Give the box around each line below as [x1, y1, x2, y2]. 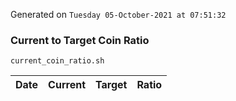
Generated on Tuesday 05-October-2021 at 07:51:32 [10, 9, 227, 20]
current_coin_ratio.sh [10, 56, 105, 66]
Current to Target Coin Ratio [10, 33, 150, 47]
